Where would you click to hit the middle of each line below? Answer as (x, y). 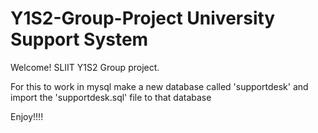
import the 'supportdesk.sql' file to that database (111, 97)
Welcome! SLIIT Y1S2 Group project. (85, 67)
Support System (79, 39)
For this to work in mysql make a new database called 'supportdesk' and (159, 86)
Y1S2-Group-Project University (143, 18)
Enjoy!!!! (27, 116)
